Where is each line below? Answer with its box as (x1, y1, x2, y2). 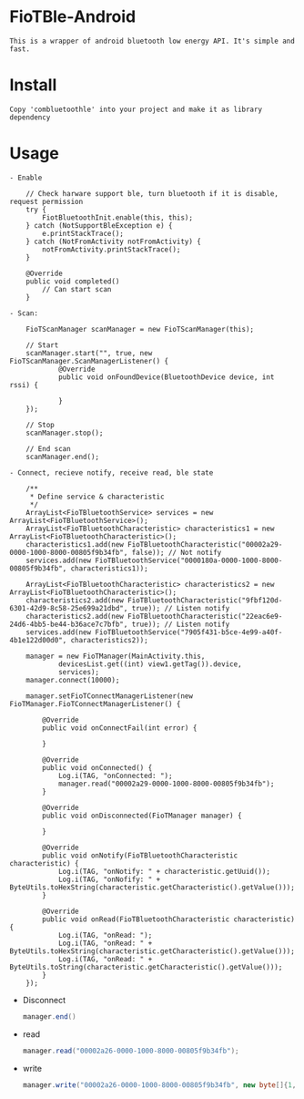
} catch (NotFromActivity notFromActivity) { (25, 237, 202, 246)
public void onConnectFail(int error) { (42, 723, 198, 733)
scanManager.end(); (25, 452, 100, 461)
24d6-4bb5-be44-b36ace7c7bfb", (9, 620, 128, 629)
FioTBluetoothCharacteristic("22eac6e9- (127, 611, 283, 621)
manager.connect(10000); (25, 675, 120, 684)
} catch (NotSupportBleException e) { (25, 221, 173, 230)
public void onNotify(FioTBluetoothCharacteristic (42, 850, 238, 860)
